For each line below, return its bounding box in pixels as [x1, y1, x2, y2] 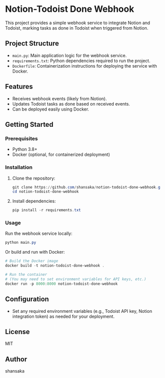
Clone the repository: [12, 175, 56, 181]
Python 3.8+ [12, 147, 38, 152]
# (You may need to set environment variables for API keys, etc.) [5, 276, 147, 282]
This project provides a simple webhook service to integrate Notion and [5, 20, 150, 26]
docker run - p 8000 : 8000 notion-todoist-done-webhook [5, 281, 118, 286]
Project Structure [5, 39, 59, 48]
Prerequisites [5, 135, 38, 142]
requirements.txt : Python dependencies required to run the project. [12, 58, 151, 64]
